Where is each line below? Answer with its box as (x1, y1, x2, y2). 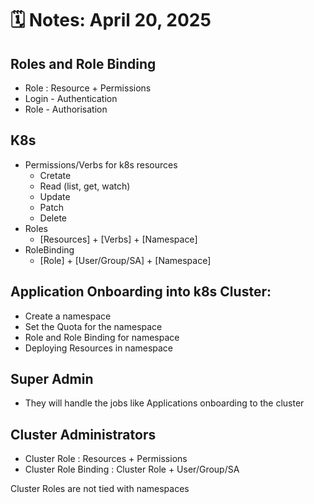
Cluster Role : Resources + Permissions (24, 453, 188, 465)
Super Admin (10, 371, 94, 388)
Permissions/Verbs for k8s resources (24, 158, 178, 171)
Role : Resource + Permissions (24, 82, 152, 94)
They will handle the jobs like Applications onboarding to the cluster (24, 397, 305, 409)
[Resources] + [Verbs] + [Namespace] (39, 233, 198, 245)
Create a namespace (24, 310, 112, 322)
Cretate (39, 169, 72, 181)
